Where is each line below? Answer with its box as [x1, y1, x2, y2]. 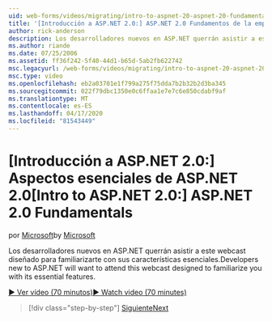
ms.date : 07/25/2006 [8, 49, 79, 57]
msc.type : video [8, 72, 63, 80]
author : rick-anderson [8, 27, 85, 35]
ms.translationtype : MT [8, 95, 89, 103]
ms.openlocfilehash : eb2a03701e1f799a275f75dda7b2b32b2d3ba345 [8, 79, 227, 87]
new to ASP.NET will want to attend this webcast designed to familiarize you [8, 263, 262, 272]
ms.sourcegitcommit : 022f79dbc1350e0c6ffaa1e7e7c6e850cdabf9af [8, 87, 227, 95]
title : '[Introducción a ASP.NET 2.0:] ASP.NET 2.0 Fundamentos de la [8, 19, 252, 27]
